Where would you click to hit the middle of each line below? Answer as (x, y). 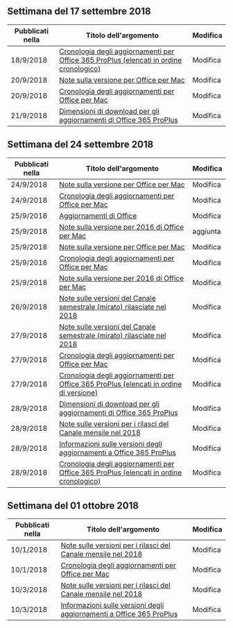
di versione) (78, 393)
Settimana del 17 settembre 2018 (79, 11)
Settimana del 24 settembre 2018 (80, 145)
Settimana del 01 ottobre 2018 (73, 506)
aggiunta (207, 231)
